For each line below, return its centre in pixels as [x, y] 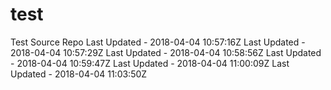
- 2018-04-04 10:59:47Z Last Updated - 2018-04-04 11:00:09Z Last [150, 63]
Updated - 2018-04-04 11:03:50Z [79, 74]
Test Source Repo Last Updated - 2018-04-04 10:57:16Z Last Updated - [158, 42]
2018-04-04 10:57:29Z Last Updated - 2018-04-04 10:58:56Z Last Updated [166, 52]
